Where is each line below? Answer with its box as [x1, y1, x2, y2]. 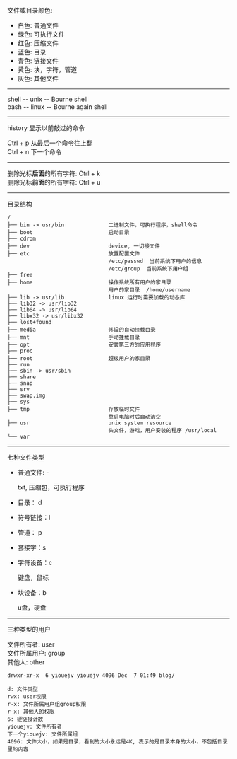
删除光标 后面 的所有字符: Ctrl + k [7, 169, 101, 178]
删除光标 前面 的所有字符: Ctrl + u [7, 178, 101, 186]
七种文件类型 [7, 453, 44, 461]
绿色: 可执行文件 [17, 30, 65, 38]
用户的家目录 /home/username [108, 286, 190, 294]
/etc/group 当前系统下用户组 [108, 265, 189, 272]
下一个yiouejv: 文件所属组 [7, 731, 78, 738]
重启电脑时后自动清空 [108, 413, 162, 420]
